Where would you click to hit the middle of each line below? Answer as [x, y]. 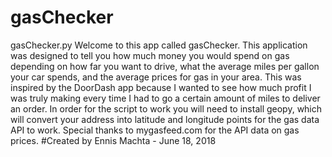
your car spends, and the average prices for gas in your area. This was [156, 77]
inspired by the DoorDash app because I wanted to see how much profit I [161, 87]
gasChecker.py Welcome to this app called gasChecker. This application [159, 45]
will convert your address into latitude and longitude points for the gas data [165, 119]
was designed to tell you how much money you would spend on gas [150, 55]
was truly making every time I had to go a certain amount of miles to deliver [165, 98]
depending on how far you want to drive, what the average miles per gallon [165, 66]
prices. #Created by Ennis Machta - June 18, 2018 [113, 140]
